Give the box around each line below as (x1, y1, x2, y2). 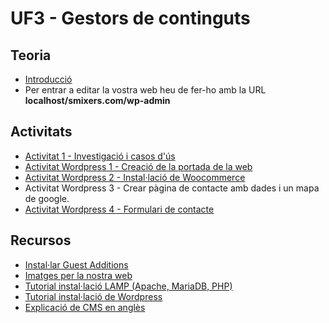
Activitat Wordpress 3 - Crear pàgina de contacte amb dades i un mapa (24, 182, 320, 194)
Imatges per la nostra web (24, 269, 133, 281)
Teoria (10, 47, 52, 64)
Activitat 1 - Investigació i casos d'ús (24, 150, 176, 162)
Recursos (10, 232, 72, 249)
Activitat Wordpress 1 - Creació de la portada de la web (24, 160, 253, 172)
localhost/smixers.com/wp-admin (24, 95, 171, 106)
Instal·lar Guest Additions (24, 258, 129, 271)
